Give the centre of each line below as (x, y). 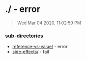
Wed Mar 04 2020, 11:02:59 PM (49, 23)
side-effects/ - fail (30, 52)
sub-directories (24, 36)
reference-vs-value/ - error (40, 47)
